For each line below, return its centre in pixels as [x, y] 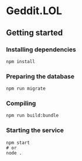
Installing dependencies [41, 50]
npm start [18, 143]
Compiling [21, 103]
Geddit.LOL [34, 11]
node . [14, 153]
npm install [20, 61]
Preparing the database [40, 76]
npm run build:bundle [33, 116]
